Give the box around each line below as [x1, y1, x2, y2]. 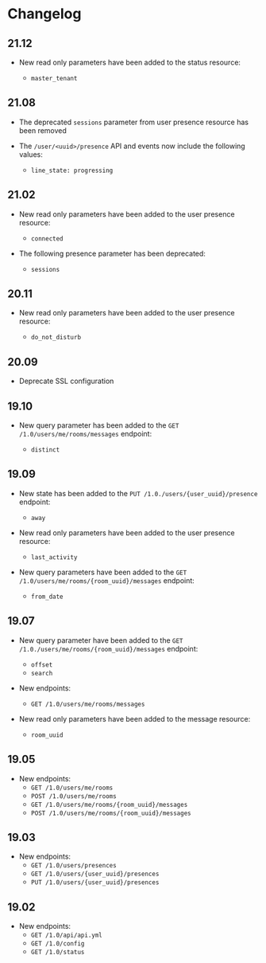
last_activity [30, 553, 78, 562]
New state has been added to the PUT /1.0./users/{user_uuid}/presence [18, 488, 258, 498]
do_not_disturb [30, 334, 81, 342]
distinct [30, 446, 60, 454]
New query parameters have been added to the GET [18, 567, 187, 577]
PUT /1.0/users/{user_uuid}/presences [30, 879, 160, 887]
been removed [18, 125, 67, 135]
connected [30, 234, 64, 243]
